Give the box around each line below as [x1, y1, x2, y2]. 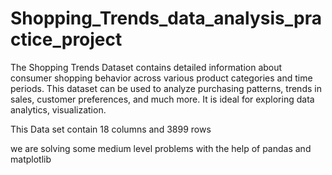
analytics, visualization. [10, 103, 107, 116]
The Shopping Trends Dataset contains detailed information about [10, 61, 283, 73]
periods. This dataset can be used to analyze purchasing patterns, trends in [10, 82, 322, 94]
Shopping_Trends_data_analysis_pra [10, 7, 322, 30]
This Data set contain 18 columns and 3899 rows [10, 123, 212, 135]
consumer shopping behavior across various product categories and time [10, 72, 313, 84]
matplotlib [10, 153, 52, 165]
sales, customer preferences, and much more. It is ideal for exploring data [10, 93, 315, 105]
